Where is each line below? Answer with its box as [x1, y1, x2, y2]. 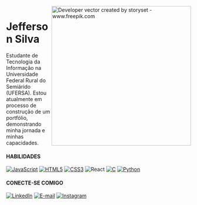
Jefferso [6, 20, 49, 33]
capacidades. [6, 139, 39, 146]
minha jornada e [6, 126, 45, 134]
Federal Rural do [6, 76, 46, 84]
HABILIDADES [6, 153, 41, 160]
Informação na [6, 64, 42, 71]
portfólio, [6, 114, 28, 121]
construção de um [6, 108, 50, 115]
